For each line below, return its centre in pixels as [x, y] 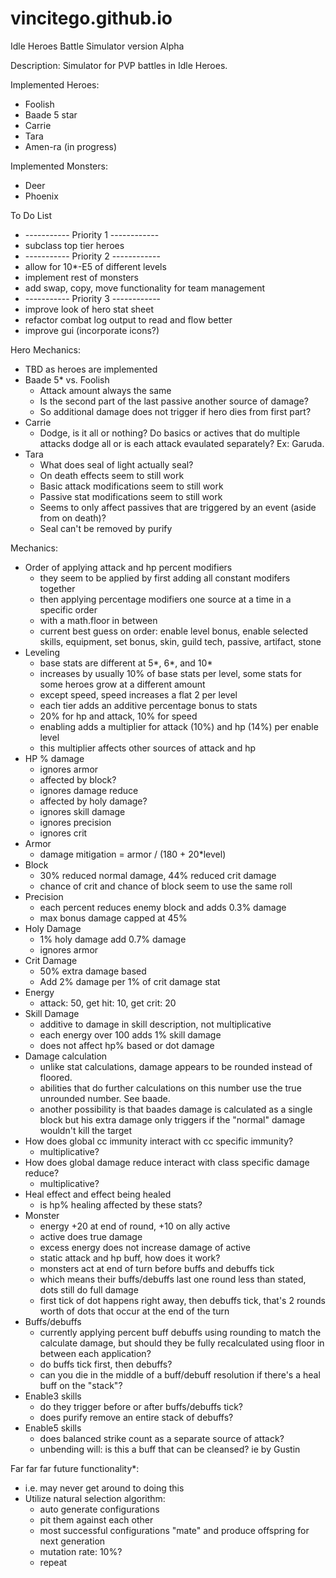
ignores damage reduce [89, 790]
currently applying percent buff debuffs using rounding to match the [180, 1332]
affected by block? [78, 779]
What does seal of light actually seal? [116, 464]
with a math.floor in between [98, 620]
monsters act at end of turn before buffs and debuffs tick [157, 1268]
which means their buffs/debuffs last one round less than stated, [173, 1279]
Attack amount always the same [105, 390]
